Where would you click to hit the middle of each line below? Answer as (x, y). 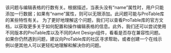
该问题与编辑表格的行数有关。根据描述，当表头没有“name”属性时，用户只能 (85, 7)
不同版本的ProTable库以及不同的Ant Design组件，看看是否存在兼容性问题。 (84, 33)
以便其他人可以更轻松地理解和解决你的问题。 (56, 45)
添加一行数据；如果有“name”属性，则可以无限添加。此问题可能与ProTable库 (85, 14)
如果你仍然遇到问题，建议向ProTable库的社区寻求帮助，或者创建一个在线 (82, 39)
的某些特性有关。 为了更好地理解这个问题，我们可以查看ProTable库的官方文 (84, 20)
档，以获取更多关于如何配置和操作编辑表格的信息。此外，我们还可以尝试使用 (86, 26)
